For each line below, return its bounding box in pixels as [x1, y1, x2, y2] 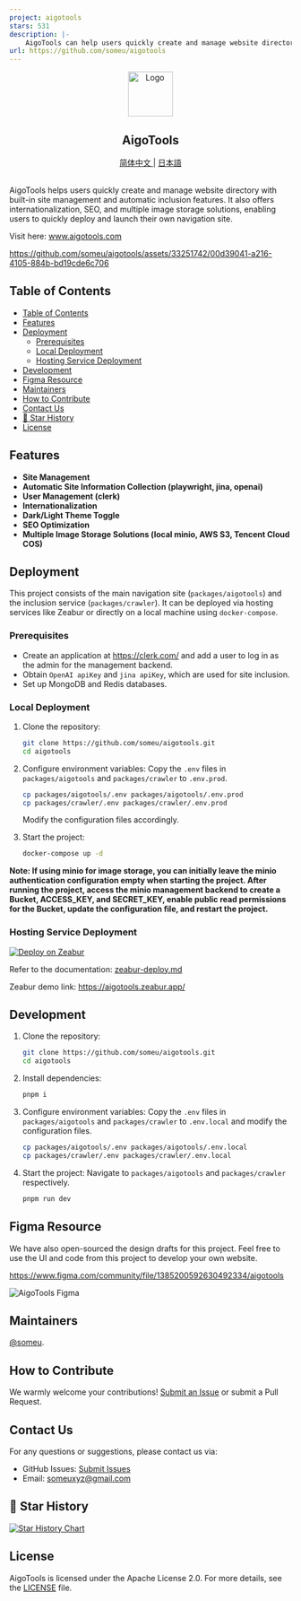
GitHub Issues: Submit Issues [21, 1463, 132, 1474]
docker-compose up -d [21, 849, 103, 858]
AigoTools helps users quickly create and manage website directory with [9, 185, 278, 196]
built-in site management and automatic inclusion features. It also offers [9, 194, 275, 204]
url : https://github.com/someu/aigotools [9, 47, 167, 56]
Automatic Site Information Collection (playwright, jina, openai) [21, 481, 263, 492]
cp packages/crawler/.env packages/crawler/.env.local [21, 1151, 232, 1160]
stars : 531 [9, 22, 50, 30]
